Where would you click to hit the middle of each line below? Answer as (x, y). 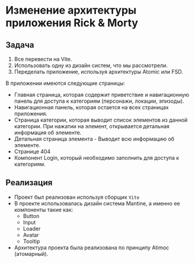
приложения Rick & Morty (72, 23)
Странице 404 (32, 151)
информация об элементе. (48, 132)
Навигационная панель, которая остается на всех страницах (92, 107)
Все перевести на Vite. (43, 59)
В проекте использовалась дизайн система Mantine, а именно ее (97, 203)
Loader (32, 229)
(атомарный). (31, 254)
